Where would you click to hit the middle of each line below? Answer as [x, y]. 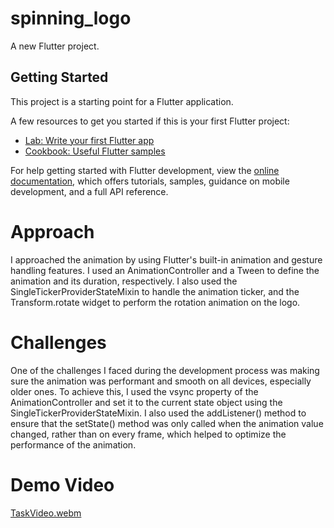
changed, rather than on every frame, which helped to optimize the [148, 434]
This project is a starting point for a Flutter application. [122, 101]
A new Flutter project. [55, 46]
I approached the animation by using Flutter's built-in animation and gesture [166, 259]
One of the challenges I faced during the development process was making [165, 370]
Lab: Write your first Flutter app [89, 140]
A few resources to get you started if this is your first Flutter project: [150, 121]
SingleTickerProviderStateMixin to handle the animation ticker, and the [155, 291]
